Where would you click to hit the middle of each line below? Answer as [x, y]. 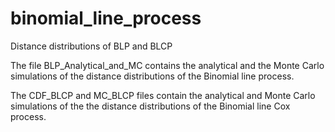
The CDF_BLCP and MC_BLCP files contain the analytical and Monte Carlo [163, 95]
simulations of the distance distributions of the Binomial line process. [152, 76]
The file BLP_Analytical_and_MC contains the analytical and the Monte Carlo [167, 65]
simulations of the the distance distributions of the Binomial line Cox [150, 106]
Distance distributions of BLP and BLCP [91, 46]
